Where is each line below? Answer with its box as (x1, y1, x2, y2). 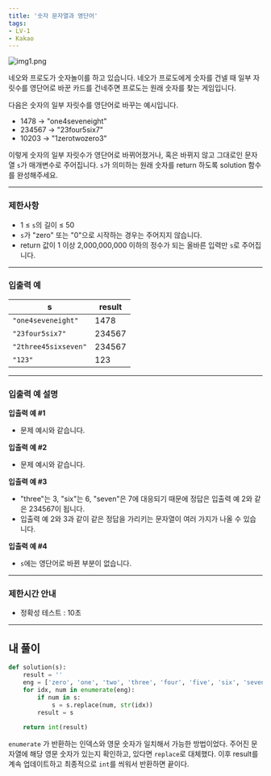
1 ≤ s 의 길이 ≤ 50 (19, 219, 75, 230)
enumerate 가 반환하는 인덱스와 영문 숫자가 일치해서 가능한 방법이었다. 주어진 (8, 739, 250, 749)
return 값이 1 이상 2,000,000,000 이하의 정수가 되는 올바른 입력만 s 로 (19, 240, 240, 250)
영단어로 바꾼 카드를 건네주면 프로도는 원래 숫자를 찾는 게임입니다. (29, 83, 236, 93)
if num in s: (37, 693, 81, 702)
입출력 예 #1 (8, 408, 46, 418)
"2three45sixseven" (12, 342, 87, 351)
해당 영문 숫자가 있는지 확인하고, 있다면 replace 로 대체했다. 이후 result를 (29, 749, 259, 759)
